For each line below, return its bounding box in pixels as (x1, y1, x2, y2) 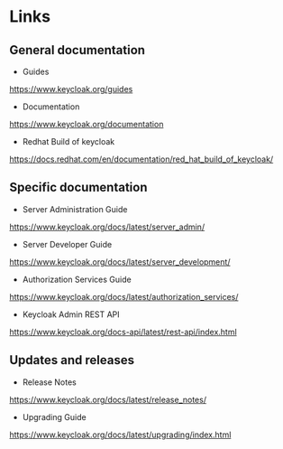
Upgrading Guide (22, 411, 87, 422)
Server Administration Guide (22, 203, 128, 214)
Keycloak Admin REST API (22, 309, 120, 320)
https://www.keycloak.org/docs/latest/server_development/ (9, 256, 231, 267)
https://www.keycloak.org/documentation (9, 119, 164, 129)
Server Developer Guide (22, 239, 113, 249)
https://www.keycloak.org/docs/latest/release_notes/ (9, 394, 207, 405)
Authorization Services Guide (22, 274, 132, 285)
